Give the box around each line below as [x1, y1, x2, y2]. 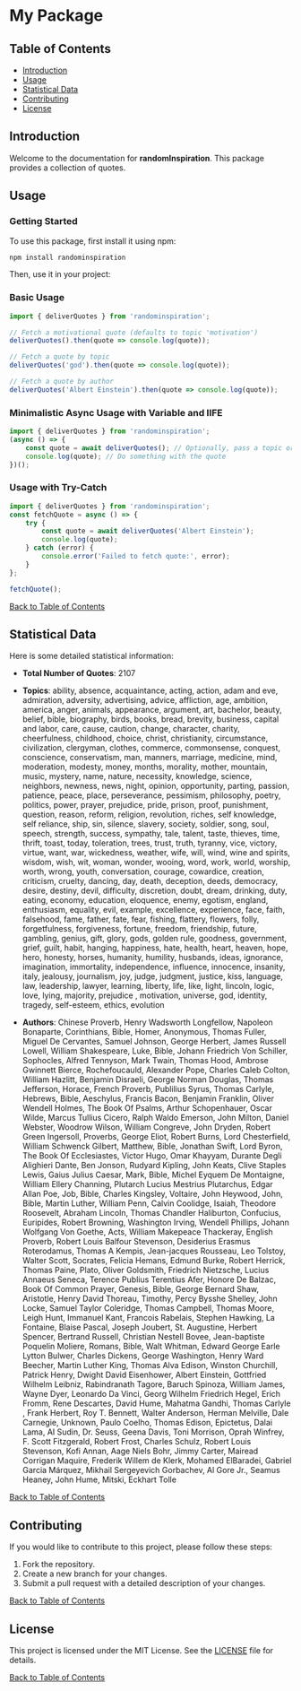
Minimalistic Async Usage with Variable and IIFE [9, 406, 223, 419]
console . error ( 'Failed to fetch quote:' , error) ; [41, 552, 230, 561]
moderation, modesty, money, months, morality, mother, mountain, [21, 761, 269, 772]
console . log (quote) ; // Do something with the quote [25, 452, 227, 461]
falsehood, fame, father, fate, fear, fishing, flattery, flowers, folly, [21, 914, 260, 924]
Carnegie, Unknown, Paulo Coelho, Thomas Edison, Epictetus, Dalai [21, 1418, 273, 1428]
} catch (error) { [25, 543, 94, 552]
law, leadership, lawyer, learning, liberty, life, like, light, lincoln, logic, [21, 981, 275, 992]
